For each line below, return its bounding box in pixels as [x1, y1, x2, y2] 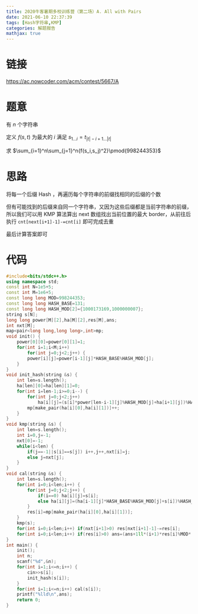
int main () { [6, 542, 38, 548]
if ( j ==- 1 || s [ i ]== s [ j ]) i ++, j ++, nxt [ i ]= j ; [27, 449, 131, 455]
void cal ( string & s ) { [6, 471, 62, 477]
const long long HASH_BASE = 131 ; [6, 301, 85, 307]
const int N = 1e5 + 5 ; [6, 284, 54, 290]
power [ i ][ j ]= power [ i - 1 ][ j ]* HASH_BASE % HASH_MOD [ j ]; [27, 355, 154, 361]
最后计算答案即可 [6, 230, 48, 237]
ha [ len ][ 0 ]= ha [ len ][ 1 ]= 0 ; [16, 383, 81, 389]
